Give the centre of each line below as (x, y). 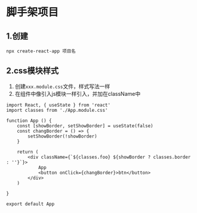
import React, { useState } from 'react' (59, 105)
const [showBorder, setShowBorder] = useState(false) (85, 126)
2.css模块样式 (33, 71)
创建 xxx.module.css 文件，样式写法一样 (62, 86)
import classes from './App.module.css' (57, 110)
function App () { (29, 120)
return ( (28, 152)
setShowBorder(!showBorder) (62, 136)
